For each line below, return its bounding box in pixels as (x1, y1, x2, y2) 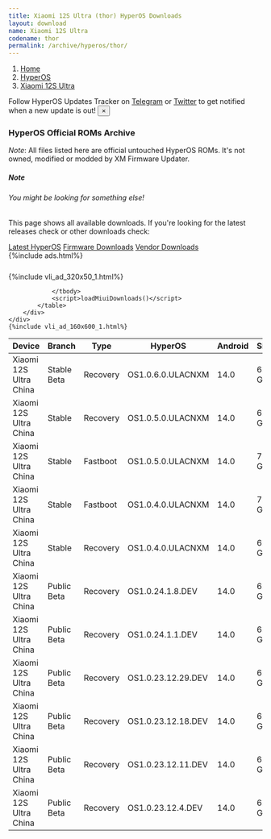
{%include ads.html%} (8, 251, 83, 260)
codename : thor (8, 34, 60, 43)
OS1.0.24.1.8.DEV (127, 586, 198, 596)
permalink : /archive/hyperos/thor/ (8, 42, 128, 50)
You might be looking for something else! (8, 193, 145, 202)
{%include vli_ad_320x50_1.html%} (8, 272, 123, 281)
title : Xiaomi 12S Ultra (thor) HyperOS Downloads (8, 11, 182, 20)
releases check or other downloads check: (8, 226, 151, 236)
